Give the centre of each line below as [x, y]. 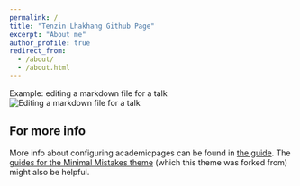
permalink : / [34, 18]
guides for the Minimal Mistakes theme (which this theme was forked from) [149, 162]
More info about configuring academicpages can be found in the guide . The [150, 153]
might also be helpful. [50, 172]
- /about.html [44, 68]
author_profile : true [50, 43]
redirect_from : [38, 51]
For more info [48, 131]
